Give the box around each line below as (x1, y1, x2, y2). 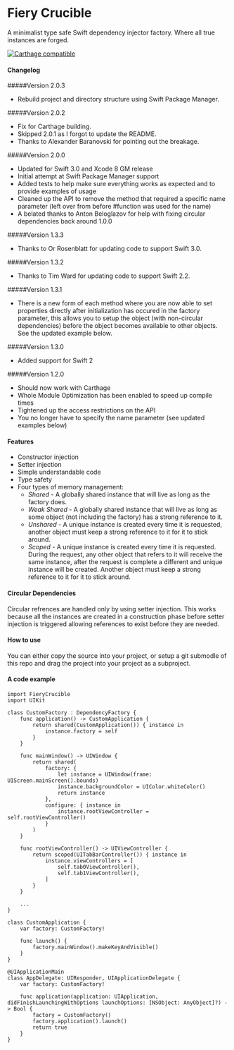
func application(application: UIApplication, (20, 993, 159, 1000)
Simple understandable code (17, 468, 101, 477)
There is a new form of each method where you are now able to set (17, 299, 213, 307)
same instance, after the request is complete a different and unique (27, 558, 223, 566)
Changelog (7, 66, 41, 74)
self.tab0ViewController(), (57, 863, 140, 870)
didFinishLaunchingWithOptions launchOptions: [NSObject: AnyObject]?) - (7, 999, 228, 1006)
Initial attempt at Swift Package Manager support (17, 172, 160, 181)
